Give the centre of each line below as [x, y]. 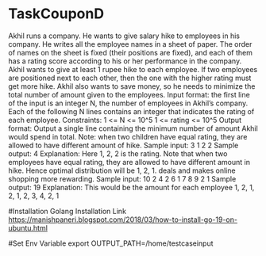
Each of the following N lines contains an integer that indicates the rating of [131, 111]
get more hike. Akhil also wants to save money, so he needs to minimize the [132, 86]
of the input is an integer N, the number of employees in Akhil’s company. [128, 103]
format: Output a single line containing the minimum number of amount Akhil [133, 128]
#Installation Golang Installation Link [67, 211]
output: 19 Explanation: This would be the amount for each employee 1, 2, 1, [131, 187]
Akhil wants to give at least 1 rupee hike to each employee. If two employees [133, 69]
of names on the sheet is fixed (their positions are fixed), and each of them [130, 52]
